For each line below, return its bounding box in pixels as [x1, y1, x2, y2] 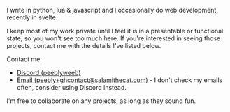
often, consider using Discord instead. [16, 83, 127, 91]
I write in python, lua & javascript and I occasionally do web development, [6, 6, 218, 14]
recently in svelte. [6, 13, 58, 22]
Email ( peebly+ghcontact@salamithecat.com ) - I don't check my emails [16, 76, 223, 84]
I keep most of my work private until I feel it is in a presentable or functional [6, 27, 224, 35]
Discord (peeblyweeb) [16, 69, 81, 77]
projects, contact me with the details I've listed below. [6, 42, 161, 49]
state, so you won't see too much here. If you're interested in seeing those [6, 34, 221, 42]
